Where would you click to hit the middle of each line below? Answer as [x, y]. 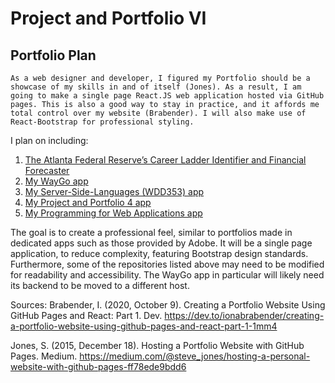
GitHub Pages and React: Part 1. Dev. [86, 315]
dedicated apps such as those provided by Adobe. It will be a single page [161, 243]
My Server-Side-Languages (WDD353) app [114, 191]
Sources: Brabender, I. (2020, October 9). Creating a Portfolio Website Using [168, 305]
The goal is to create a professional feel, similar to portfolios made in [151, 232]
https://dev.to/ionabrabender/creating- [244, 315]
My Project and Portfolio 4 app [88, 202]
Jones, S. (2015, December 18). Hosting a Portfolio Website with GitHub [157, 345]
